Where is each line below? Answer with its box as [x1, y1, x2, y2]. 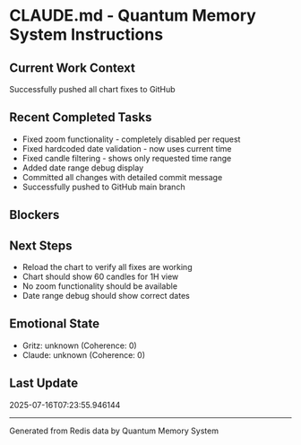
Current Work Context [9, 60, 136, 75]
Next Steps [9, 238, 73, 253]
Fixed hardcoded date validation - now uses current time [21, 143, 232, 153]
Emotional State [9, 316, 100, 332]
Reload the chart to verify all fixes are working [21, 262, 193, 273]
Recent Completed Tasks [9, 109, 152, 126]
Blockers [9, 207, 60, 222]
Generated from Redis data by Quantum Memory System [9, 425, 219, 436]
